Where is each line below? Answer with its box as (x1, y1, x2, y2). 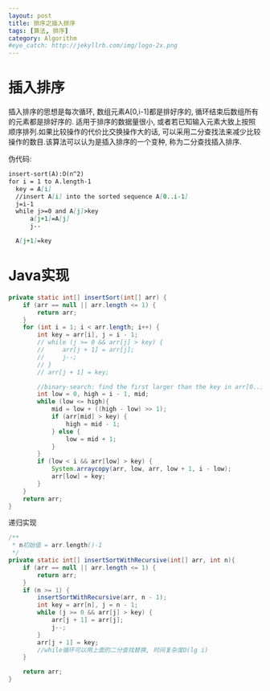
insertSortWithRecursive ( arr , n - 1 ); (37, 594, 167, 602)
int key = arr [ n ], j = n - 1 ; (37, 601, 138, 609)
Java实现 (8, 267, 70, 285)
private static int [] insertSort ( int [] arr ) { (8, 293, 167, 301)
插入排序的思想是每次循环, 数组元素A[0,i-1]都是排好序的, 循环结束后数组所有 (8, 107, 259, 117)
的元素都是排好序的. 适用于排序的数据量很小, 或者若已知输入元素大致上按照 (8, 117, 256, 127)
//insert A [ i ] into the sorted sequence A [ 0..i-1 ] (15, 192, 189, 201)
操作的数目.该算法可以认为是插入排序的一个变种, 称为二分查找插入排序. (8, 137, 243, 147)
